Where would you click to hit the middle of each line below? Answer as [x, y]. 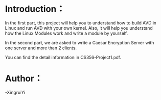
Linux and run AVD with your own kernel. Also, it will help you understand [79, 28]
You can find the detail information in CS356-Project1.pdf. [63, 57]
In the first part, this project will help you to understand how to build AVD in [81, 23]
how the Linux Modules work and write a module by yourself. [67, 33]
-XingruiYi [15, 92]
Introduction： [35, 9]
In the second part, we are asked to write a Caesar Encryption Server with [80, 42]
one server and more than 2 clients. [41, 48]
